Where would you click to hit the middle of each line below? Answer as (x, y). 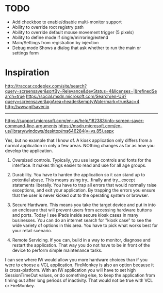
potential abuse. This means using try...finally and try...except (73, 180)
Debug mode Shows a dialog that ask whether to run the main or (77, 48)
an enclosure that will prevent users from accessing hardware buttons (82, 210)
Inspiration (27, 73)
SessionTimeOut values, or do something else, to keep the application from (80, 275)
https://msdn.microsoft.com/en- (90, 126)
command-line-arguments (31, 126)
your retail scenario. (32, 230)
